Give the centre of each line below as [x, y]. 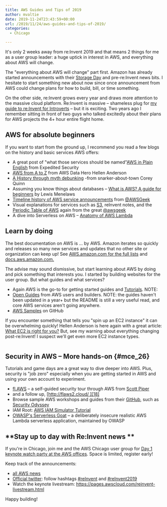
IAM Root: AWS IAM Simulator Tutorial [51, 410]
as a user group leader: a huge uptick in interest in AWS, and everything [79, 57]
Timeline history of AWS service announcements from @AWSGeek [81, 199]
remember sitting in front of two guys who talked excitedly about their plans [83, 114]
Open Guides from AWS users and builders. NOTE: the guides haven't [84, 294]
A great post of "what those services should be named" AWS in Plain [82, 162]
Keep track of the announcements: [41, 464]
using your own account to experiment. [45, 379]
